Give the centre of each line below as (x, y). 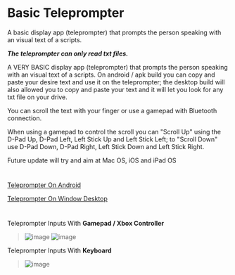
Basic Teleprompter (66, 13)
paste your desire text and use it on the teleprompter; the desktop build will (116, 82)
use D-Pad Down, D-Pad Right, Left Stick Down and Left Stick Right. (106, 146)
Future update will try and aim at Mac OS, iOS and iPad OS (92, 160)
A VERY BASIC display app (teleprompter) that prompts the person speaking (118, 67)
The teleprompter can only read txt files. (68, 53)
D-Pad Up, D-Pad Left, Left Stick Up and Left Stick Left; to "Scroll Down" (113, 139)
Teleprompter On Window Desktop (57, 199)
